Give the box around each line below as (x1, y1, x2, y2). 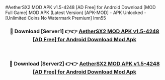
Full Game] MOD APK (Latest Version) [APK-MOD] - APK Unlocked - (5, 10, 146, 16)
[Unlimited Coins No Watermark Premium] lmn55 (5, 15, 107, 21)
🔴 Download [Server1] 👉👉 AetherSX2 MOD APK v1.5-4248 (10, 28, 159, 35)
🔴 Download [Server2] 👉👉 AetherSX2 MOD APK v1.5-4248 (9, 60, 160, 67)
